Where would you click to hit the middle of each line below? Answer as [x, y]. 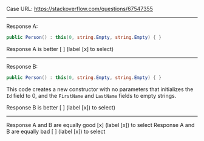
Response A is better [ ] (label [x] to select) [60, 49]
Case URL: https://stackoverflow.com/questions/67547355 [80, 9]
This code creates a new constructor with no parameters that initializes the [100, 89]
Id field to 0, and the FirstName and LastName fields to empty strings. [91, 95]
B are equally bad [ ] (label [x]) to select [56, 131]
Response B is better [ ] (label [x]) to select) [61, 107]
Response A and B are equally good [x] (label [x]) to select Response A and [100, 125]
